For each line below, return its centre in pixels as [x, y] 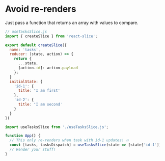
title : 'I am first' [39, 91]
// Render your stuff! [33, 150]
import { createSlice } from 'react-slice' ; [51, 36]
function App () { [23, 136]
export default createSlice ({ [36, 45]
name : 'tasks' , [25, 50]
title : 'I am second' [40, 105]
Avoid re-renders [41, 9]
